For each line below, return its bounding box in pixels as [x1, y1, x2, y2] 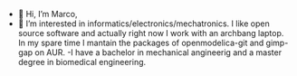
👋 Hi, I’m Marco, [17, 9, 78, 19]
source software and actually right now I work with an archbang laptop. [17, 28, 284, 38]
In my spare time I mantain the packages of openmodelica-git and [17, 37, 264, 48]
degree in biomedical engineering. [17, 57, 147, 67]
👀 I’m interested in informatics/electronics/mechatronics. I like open [17, 18, 270, 29]
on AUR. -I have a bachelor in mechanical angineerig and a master [34, 47, 283, 58]
